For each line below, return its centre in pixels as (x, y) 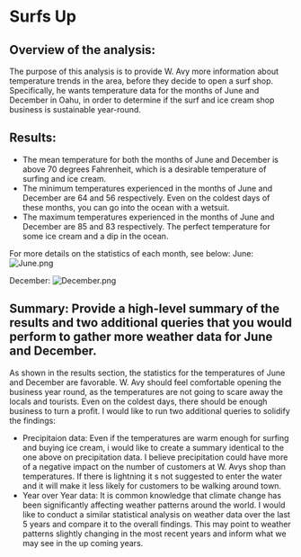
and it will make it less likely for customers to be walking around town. (151, 485)
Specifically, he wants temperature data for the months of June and (134, 90)
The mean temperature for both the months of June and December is (150, 159)
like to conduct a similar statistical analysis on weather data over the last (156, 514)
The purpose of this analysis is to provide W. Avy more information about (144, 71)
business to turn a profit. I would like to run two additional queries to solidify (150, 410)
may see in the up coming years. (83, 543)
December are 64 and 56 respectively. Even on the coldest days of (146, 198)
